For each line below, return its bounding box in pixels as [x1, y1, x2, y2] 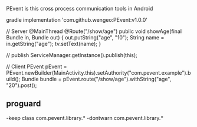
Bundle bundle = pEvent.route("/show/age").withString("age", [21, 76, 172, 82]
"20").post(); [6, 82, 37, 89]
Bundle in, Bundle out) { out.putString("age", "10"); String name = [6, 34, 165, 41]
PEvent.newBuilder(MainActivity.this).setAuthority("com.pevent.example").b [6, 69, 191, 76]
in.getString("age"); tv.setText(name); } [6, 41, 101, 47]
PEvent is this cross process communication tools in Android [6, 5, 153, 12]
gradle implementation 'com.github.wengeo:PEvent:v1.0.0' [6, 16, 147, 23]
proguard [6, 99, 41, 109]
